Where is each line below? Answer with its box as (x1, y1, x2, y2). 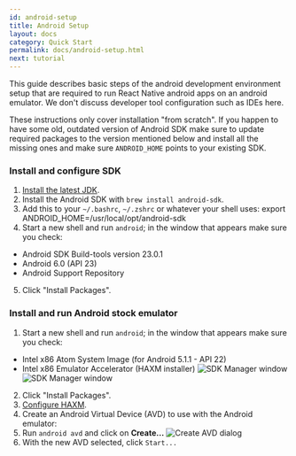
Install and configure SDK (9, 165, 121, 177)
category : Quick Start (9, 37, 93, 47)
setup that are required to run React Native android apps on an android (9, 88, 268, 98)
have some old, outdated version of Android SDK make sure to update (9, 124, 265, 134)
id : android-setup (9, 12, 77, 22)
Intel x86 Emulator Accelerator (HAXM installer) (21, 363, 196, 374)
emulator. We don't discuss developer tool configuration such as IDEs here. (9, 97, 284, 107)
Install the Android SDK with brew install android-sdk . (21, 194, 224, 205)
